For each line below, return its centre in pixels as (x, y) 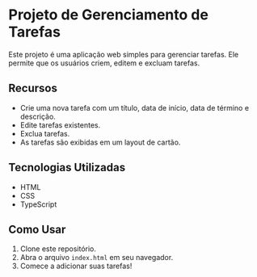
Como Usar (37, 229)
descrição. (38, 116)
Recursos (33, 88)
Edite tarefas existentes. (60, 125)
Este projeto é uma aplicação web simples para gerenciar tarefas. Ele (124, 54)
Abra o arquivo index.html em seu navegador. (97, 258)
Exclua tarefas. (45, 133)
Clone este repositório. (58, 249)
